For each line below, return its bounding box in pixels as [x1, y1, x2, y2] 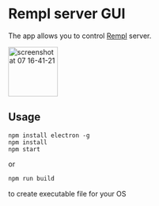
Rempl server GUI [8, 5, 126, 23]
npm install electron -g [8, 132, 90, 139]
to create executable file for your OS [8, 189, 127, 198]
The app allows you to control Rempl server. [8, 31, 152, 40]
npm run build [8, 174, 55, 182]
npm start [8, 145, 41, 153]
